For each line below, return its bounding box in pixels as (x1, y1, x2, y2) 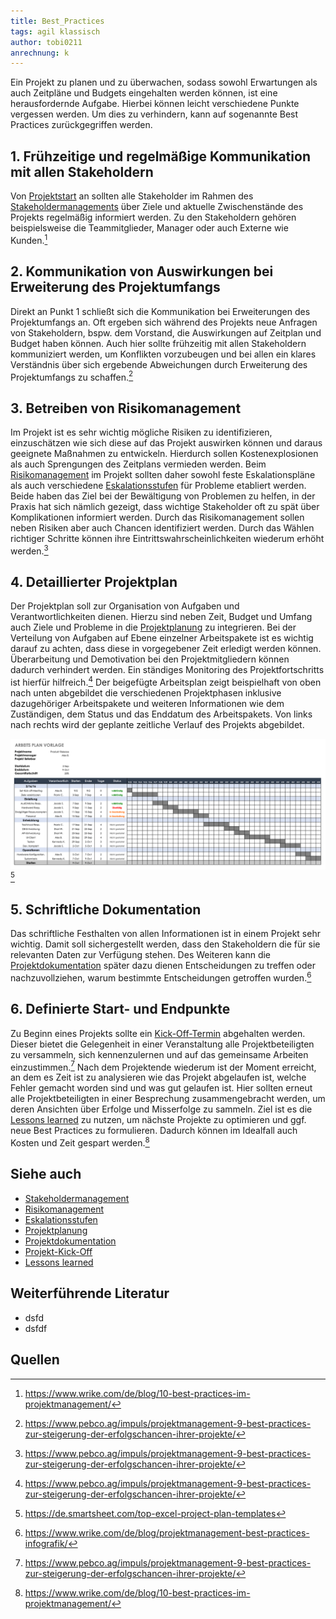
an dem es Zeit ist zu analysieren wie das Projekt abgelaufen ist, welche (10, 1071, 307, 1084)
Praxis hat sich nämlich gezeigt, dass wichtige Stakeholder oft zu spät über (10, 501, 320, 512)
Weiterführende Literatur (10, 1285, 170, 1302)
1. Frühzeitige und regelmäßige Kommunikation (10, 148, 311, 165)
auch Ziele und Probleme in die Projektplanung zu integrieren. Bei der (10, 621, 297, 634)
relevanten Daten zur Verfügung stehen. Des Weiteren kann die (10, 949, 272, 961)
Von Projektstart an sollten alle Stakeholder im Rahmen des (10, 190, 254, 202)
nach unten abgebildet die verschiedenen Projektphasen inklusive (10, 687, 282, 699)
